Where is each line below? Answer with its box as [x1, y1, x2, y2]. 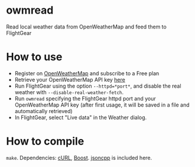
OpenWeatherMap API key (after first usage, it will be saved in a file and [14, 101, 190, 108]
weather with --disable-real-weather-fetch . [14, 88, 124, 95]
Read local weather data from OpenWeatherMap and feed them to [6, 23, 167, 30]
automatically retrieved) [14, 107, 73, 114]
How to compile [6, 134, 84, 148]
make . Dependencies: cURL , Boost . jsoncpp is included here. [6, 154, 152, 161]
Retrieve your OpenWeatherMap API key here [14, 76, 125, 83]
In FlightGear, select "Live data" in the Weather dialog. [14, 114, 147, 121]
